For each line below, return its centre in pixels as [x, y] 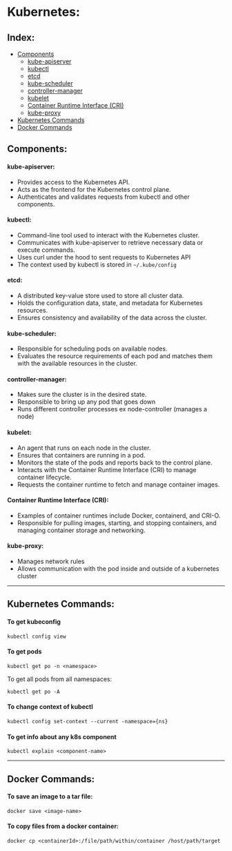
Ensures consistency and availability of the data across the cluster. [112, 317]
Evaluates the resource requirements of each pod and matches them [115, 356]
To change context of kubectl [50, 707]
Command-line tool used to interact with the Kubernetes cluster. [108, 235]
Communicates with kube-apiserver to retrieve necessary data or [110, 242]
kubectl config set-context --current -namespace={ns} [88, 722]
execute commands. [46, 250]
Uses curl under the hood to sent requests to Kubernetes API [104, 257]
